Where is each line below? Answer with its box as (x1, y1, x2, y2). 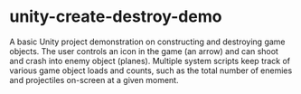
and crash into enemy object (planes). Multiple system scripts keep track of (9, 55, 291, 66)
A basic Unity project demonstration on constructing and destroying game (9, 36, 287, 47)
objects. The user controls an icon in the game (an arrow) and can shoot (9, 45, 278, 56)
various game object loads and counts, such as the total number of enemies (9, 65, 293, 76)
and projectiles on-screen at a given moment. (9, 74, 179, 85)
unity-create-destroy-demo (9, 6, 222, 27)
